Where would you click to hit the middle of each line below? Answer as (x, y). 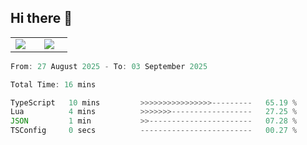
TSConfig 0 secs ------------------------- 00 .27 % (154, 131)
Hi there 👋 (41, 18)
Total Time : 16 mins (53, 84)
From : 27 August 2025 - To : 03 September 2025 (109, 66)
